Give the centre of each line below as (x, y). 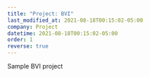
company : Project (33, 27)
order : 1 (20, 40)
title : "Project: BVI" (40, 14)
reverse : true (28, 46)
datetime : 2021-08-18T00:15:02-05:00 (63, 33)
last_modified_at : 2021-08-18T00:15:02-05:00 (75, 20)
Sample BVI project (35, 66)
